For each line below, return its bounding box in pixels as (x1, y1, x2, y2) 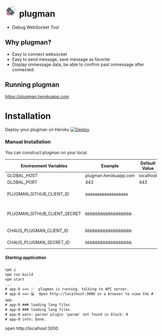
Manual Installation (5, 138, 51, 145)
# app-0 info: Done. (5, 317, 47, 322)
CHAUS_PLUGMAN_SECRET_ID (7, 240, 70, 245)
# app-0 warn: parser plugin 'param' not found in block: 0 (5, 312, 129, 317)
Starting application (5, 254, 47, 260)
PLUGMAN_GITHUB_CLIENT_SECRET (7, 211, 81, 216)
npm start (5, 277, 25, 282)
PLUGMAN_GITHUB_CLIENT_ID (7, 191, 69, 197)
